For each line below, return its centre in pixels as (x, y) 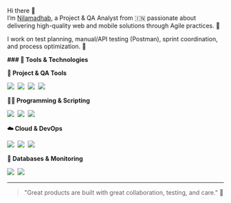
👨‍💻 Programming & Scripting (49, 100)
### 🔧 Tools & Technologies (48, 60)
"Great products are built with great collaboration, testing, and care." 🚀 (124, 192)
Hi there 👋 (21, 11)
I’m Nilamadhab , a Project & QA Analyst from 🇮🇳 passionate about (101, 18)
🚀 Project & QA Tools (37, 73)
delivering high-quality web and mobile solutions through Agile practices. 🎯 (113, 25)
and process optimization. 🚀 (47, 46)
